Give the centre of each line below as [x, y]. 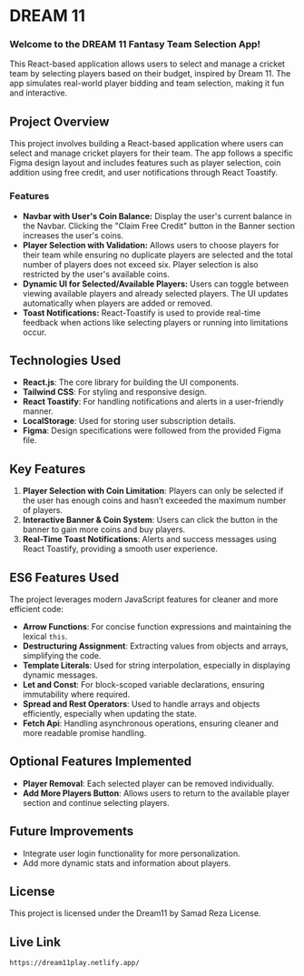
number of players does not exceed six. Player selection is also [140, 264]
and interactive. [39, 93]
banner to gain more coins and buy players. [104, 529]
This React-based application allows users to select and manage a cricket [147, 64]
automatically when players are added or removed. [118, 303]
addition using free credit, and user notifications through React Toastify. [144, 173]
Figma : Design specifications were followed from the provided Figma [152, 431]
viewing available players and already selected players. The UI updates [155, 293]
